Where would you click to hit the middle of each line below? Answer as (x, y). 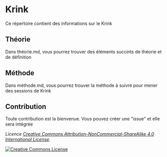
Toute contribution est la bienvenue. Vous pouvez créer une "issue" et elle (83, 119)
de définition (18, 57)
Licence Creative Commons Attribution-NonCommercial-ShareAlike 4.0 (80, 134)
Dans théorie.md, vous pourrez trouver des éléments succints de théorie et (83, 51)
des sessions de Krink (28, 90)
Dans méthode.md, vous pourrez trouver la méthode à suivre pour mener (81, 85)
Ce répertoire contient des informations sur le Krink (59, 23)
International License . (28, 139)
